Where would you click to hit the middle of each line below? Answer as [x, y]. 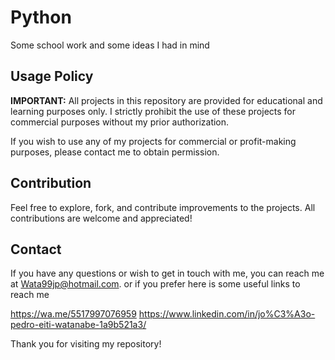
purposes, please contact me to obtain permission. [115, 152]
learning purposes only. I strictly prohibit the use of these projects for [153, 111]
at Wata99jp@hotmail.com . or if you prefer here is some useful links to [155, 284]
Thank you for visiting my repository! [86, 344]
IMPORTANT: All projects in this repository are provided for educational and [166, 100]
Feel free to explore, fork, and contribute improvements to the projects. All [163, 207]
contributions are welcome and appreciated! [101, 218]
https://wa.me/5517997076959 [73, 314]
